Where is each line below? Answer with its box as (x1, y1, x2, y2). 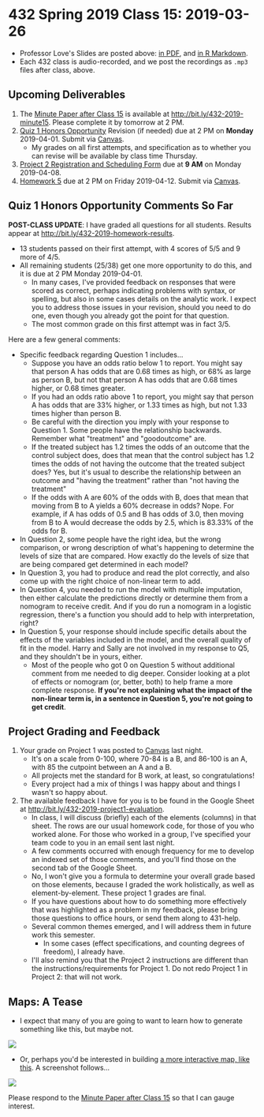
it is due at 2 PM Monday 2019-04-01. (19, 268, 143, 278)
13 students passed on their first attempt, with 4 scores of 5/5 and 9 (19, 243, 240, 253)
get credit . (31, 702, 66, 711)
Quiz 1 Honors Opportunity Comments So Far (8, 199, 234, 212)
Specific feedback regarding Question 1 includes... (19, 350, 184, 359)
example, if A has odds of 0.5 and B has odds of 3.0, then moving (31, 509, 244, 519)
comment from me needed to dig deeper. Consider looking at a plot (31, 669, 251, 678)
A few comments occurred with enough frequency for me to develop (31, 846, 255, 856)
